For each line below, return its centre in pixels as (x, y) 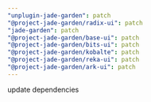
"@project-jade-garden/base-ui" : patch (74, 38)
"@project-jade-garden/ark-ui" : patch (72, 67)
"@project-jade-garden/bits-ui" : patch (74, 45)
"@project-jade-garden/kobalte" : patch (74, 52)
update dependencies (43, 89)
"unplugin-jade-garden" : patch (59, 15)
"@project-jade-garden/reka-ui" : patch (74, 60)
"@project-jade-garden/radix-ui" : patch (75, 23)
